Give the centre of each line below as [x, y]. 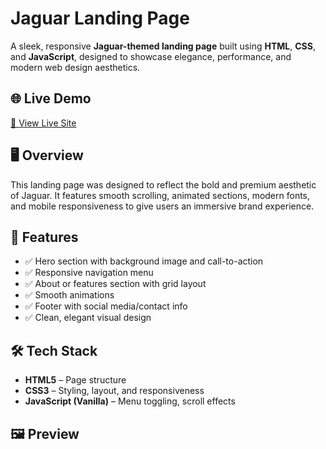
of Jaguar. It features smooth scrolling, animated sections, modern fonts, [160, 195]
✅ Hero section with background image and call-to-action [144, 261]
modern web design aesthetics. [75, 67]
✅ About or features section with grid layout [115, 284]
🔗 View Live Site [43, 123]
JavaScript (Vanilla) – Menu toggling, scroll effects [130, 401]
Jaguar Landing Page [100, 18]
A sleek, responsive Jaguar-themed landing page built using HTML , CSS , [163, 46]
